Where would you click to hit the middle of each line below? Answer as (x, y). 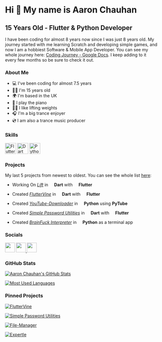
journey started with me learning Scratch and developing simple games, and (81, 45)
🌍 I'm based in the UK (34, 96)
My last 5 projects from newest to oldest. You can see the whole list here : (78, 175)
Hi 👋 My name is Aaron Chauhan (71, 10)
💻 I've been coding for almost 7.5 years (52, 83)
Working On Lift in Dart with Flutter (52, 185)
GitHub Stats (20, 264)
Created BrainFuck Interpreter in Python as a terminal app (73, 222)
